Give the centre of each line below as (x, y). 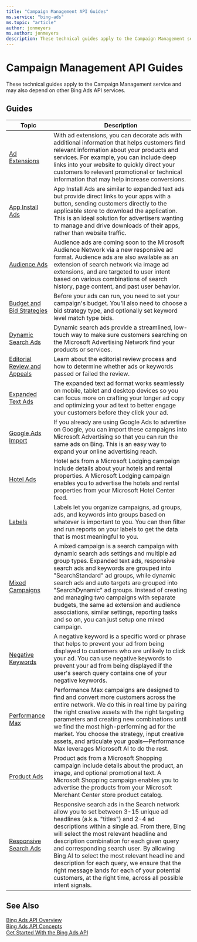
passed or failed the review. (92, 373)
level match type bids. (84, 318)
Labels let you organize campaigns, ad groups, (118, 507)
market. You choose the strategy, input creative (119, 734)
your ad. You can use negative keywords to (113, 658)
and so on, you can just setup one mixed (109, 619)
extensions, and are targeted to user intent (112, 272)
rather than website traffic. (90, 232)
